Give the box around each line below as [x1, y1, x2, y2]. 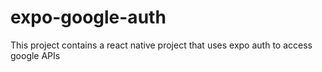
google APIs [10, 49, 61, 61]
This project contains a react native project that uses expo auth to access [10, 39, 313, 51]
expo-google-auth [10, 6, 167, 29]
